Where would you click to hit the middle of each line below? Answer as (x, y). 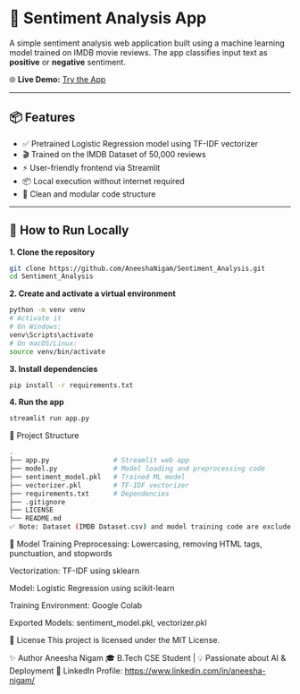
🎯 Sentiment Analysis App (108, 18)
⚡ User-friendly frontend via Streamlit (91, 167)
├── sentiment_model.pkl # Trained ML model (97, 477)
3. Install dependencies (54, 368)
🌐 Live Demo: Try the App (58, 79)
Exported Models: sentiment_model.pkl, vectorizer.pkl (108, 623)
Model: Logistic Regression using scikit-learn (92, 588)
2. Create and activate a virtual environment (92, 293)
